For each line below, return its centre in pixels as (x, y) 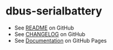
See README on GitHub (44, 28)
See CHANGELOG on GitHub (50, 34)
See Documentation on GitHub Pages (60, 40)
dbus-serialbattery (54, 11)
